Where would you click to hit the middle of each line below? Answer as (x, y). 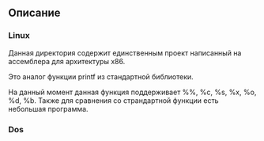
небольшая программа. (48, 109)
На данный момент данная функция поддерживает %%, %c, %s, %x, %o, (132, 92)
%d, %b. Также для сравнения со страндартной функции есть (113, 100)
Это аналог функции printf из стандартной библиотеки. (101, 76)
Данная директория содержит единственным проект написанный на (125, 53)
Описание (34, 13)
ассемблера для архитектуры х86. (67, 61)
